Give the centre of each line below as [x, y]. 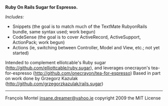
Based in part [147, 73]
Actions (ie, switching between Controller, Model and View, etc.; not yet [86, 48]
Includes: [14, 17]
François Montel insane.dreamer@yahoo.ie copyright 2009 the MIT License [83, 98]
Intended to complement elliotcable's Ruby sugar [56, 62]
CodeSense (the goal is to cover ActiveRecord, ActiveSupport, [76, 37]
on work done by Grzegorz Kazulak [42, 78]
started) [20, 53]
